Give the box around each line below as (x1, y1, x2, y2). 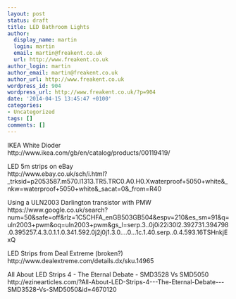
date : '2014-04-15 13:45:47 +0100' (7, 96, 112, 103)
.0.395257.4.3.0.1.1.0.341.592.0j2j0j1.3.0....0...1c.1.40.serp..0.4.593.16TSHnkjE (7, 228, 228, 236)
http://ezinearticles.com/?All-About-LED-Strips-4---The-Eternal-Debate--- (7, 277, 225, 286)
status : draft (7, 17, 49, 24)
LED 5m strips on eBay (7, 162, 73, 170)
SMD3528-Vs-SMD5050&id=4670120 (7, 285, 118, 293)
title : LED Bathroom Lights (7, 23, 90, 30)
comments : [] (7, 121, 46, 129)
